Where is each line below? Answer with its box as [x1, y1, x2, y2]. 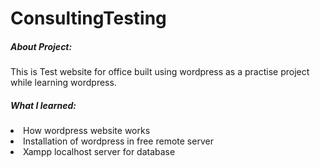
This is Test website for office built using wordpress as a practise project [10, 66, 310, 78]
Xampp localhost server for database [23, 146, 176, 158]
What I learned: [10, 99, 77, 111]
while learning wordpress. [10, 77, 117, 89]
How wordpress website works [23, 125, 151, 137]
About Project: [10, 40, 73, 52]
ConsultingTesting [10, 7, 167, 30]
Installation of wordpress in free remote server [23, 135, 214, 147]
